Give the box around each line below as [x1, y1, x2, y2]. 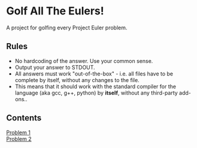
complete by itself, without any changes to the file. [14, 76, 140, 83]
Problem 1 [6, 129, 31, 136]
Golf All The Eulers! [6, 4, 104, 18]
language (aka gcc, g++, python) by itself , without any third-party [14, 89, 178, 96]
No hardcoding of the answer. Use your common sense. [14, 57, 153, 64]
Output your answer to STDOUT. [14, 64, 95, 71]
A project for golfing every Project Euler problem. [6, 24, 128, 31]
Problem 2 [6, 135, 32, 142]
